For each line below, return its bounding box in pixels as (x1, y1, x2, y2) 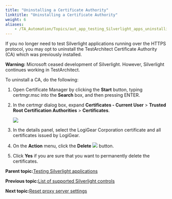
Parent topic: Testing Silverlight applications (5, 168, 98, 174)
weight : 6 (5, 17, 27, 22)
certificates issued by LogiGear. (12, 132, 80, 139)
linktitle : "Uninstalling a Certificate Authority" (5, 12, 118, 17)
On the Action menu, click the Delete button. (12, 143, 114, 149)
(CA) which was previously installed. (5, 52, 82, 58)
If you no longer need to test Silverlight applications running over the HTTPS (5, 40, 166, 47)
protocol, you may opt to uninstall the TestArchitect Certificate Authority (5, 46, 157, 52)
